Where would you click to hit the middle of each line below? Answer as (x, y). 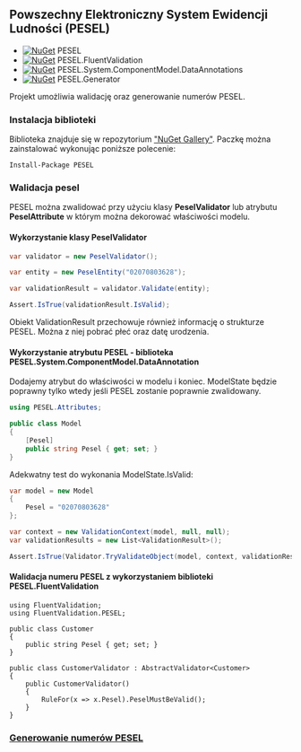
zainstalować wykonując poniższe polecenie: (93, 149)
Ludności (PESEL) (60, 29)
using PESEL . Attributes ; (56, 407)
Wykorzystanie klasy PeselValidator (78, 237)
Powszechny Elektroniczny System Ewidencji (139, 15)
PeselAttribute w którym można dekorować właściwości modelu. (130, 217)
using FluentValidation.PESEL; (68, 613)
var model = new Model (52, 491)
